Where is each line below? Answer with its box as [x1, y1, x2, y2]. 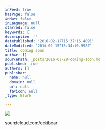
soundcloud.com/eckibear [5, 120, 58, 126]
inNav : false [5, 16, 31, 21]
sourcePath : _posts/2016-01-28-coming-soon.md [5, 57, 101, 62]
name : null [9, 75, 31, 80]
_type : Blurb [5, 93, 31, 98]
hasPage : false [5, 12, 36, 17]
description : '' [5, 35, 38, 39]
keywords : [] [5, 30, 31, 35]
